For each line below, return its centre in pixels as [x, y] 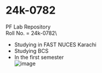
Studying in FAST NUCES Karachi [55, 45]
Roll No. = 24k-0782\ [31, 33]
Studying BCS [31, 50]
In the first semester [39, 57]
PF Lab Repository [28, 27]
